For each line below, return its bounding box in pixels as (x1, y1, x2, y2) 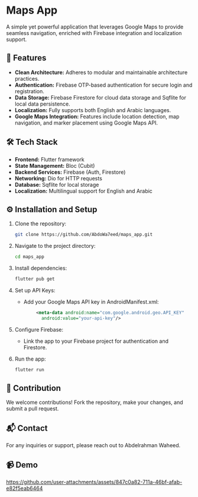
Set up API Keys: (14, 287, 56, 294)
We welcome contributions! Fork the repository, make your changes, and (6, 399, 183, 406)
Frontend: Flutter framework (14, 155, 85, 163)
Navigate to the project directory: (14, 243, 96, 250)
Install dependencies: (14, 265, 67, 272)
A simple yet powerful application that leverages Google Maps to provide (6, 23, 184, 30)
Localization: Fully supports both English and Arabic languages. (14, 106, 171, 113)
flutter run (14, 367, 44, 372)
